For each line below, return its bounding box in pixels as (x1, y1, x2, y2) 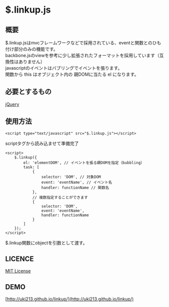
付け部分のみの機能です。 (5, 46, 58, 52)
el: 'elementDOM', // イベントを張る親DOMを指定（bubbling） (23, 160, 145, 165)
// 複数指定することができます (32, 195, 88, 200)
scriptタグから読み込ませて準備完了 (5, 140, 79, 146)
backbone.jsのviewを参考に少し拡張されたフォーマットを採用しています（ (5, 53, 160, 58)
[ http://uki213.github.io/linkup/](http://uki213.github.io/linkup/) (5, 296, 134, 302)
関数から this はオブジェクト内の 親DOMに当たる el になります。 (5, 71, 139, 77)
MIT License (5, 268, 31, 274)
